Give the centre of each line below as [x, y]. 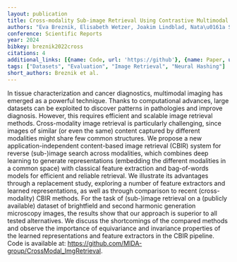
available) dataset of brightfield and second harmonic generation [102, 206]
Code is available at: [37, 243]
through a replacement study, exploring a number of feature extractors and [116, 183]
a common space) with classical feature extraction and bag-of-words [108, 168]
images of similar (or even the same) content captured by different [104, 131]
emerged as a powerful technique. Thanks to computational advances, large [118, 100]
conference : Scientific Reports [55, 34]
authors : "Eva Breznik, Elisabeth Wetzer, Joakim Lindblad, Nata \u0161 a [116, 27]
